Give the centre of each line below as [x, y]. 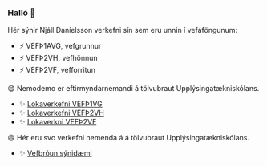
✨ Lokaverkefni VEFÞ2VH [62, 113]
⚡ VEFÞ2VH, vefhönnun [58, 58]
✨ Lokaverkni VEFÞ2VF [58, 122]
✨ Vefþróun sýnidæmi [56, 153]
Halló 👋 [22, 13]
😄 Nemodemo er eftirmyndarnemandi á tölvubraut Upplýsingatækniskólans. [133, 89]
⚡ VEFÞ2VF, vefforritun [57, 70]
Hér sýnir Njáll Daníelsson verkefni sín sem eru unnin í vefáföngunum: [123, 30]
